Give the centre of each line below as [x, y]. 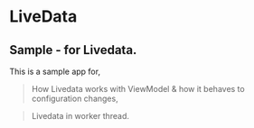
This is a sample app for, [55, 71]
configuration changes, [75, 98]
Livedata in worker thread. [80, 116]
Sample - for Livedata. [73, 50]
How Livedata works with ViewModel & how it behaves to [138, 89]
